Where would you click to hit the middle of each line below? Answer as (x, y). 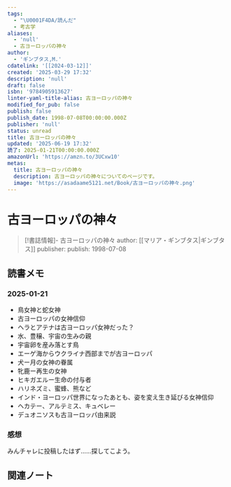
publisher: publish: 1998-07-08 (82, 249)
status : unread (29, 131)
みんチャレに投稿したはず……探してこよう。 (71, 451)
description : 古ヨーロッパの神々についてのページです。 (86, 176)
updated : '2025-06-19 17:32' (50, 144)
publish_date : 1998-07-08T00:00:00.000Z (67, 118)
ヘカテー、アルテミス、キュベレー (66, 406)
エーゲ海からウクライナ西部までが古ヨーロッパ (85, 353)
